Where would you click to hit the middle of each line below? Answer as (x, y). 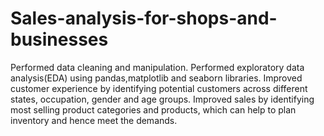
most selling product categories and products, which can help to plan (153, 109)
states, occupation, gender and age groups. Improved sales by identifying (162, 99)
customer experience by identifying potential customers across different (159, 88)
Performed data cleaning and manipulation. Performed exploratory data (157, 67)
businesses (59, 39)
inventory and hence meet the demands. (94, 120)
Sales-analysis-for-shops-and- (144, 18)
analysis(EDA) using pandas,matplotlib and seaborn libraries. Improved (156, 78)
